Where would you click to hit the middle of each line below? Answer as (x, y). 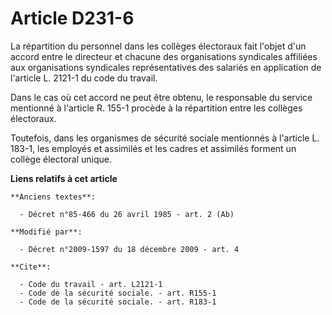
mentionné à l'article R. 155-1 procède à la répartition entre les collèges (156, 108)
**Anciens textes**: (53, 197)
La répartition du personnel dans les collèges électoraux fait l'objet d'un (158, 46)
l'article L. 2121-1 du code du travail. (84, 78)
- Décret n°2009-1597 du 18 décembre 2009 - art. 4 (129, 249)
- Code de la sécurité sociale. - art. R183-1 (118, 302)
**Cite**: (31, 267)
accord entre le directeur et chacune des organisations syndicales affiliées (164, 56)
